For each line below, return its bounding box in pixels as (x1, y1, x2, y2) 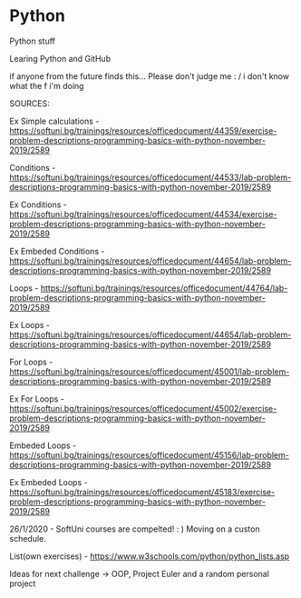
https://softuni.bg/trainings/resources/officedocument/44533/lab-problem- (9, 172, 292, 183)
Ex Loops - (9, 319, 51, 330)
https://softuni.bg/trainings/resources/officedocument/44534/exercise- (9, 208, 277, 219)
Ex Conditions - (9, 199, 68, 210)
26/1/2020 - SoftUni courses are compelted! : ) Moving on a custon (9, 523, 260, 534)
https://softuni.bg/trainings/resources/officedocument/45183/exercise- (9, 486, 276, 497)
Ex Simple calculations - (9, 115, 100, 126)
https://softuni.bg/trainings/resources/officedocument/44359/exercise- (9, 125, 277, 136)
